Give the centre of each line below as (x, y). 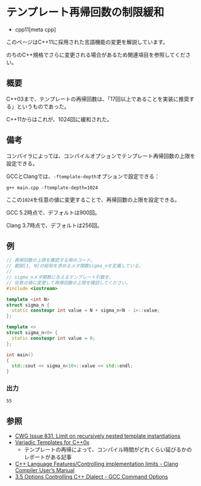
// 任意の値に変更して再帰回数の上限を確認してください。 (68, 283)
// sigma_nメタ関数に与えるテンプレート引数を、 (60, 277)
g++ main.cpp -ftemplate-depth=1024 (52, 188)
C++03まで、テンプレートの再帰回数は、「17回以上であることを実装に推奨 (98, 99)
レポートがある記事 (48, 457)
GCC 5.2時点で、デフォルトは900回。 (53, 213)
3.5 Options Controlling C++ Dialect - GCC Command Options (91, 477)
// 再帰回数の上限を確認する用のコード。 (51, 260)
